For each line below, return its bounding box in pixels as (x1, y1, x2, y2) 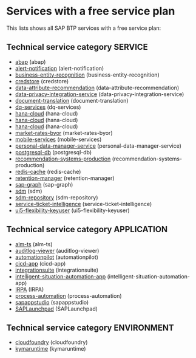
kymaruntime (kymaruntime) (15, 345, 86, 353)
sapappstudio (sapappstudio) (15, 298, 89, 306)
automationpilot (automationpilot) (15, 253, 99, 261)
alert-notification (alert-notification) (15, 64, 104, 72)
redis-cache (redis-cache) (15, 168, 81, 175)
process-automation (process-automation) (15, 292, 123, 299)
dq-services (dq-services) (15, 103, 81, 111)
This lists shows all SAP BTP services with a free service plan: (6, 24, 161, 32)
